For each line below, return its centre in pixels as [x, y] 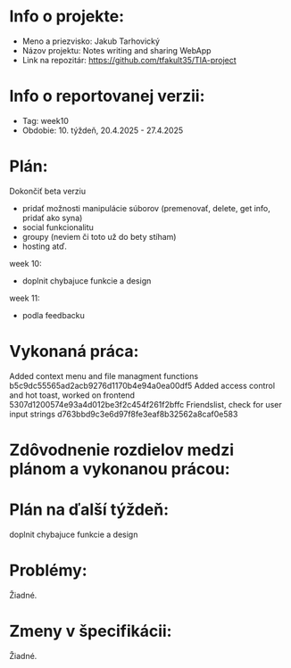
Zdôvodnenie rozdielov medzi [122, 450]
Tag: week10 [45, 120]
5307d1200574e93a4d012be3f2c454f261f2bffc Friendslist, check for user [146, 404]
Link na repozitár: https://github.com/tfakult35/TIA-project [129, 60]
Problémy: [48, 570]
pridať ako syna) [52, 218]
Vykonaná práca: [74, 351]
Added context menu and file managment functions [104, 375]
